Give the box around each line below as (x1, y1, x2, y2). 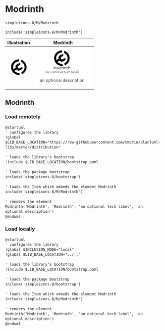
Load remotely (5, 113, 41, 120)
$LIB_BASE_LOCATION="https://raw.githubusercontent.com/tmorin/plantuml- (5, 140, 161, 144)
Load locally (5, 225, 35, 232)
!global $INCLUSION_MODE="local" (5, 247, 74, 252)
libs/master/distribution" (5, 144, 61, 149)
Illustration (7, 40, 31, 46)
